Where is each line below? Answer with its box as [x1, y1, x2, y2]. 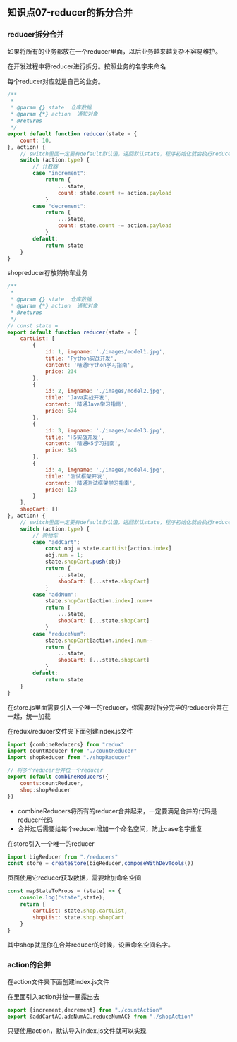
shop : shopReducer [20, 786, 71, 794]
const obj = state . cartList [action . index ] [44, 545, 172, 552]
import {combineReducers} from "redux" [7, 741, 125, 748]
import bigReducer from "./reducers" [7, 853, 119, 861]
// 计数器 [32, 163, 59, 171]
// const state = [7, 322, 59, 329]
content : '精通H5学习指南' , [44, 440, 121, 447]
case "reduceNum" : [32, 630, 87, 637]
